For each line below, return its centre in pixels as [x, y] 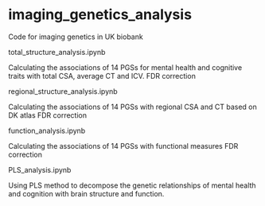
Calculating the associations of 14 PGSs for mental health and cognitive [125, 67]
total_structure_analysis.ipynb [57, 52]
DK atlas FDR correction [48, 115]
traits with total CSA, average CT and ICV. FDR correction [102, 76]
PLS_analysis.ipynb [40, 169]
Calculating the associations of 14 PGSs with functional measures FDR [123, 146]
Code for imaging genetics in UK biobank [76, 37]
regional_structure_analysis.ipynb [63, 91]
